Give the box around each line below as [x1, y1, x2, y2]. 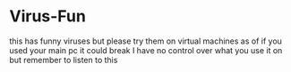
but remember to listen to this [9, 54, 118, 65]
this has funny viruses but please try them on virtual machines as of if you [9, 36, 282, 46]
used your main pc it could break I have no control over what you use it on [9, 44, 283, 55]
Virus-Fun [9, 6, 87, 27]
